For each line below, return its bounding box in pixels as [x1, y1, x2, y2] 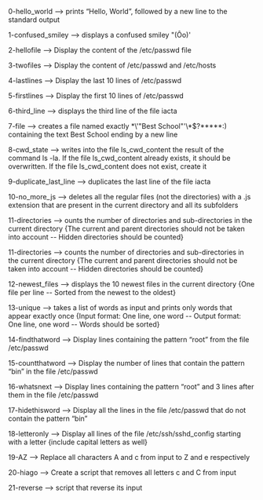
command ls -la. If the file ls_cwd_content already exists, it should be [8, 153, 231, 162]
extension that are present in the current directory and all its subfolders [8, 200, 239, 210]
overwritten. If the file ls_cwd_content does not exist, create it [8, 162, 207, 171]
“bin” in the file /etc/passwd [8, 367, 98, 376]
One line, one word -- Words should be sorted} [8, 319, 160, 329]
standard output [8, 15, 60, 24]
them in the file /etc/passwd [8, 390, 99, 400]
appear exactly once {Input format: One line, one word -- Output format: [8, 312, 242, 320]
